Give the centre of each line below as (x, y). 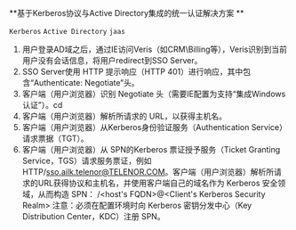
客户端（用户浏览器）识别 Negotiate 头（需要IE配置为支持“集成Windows (154, 94)
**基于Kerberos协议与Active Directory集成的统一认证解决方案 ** (127, 13)
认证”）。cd (42, 105)
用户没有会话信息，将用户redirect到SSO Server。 (112, 60)
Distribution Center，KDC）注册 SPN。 (94, 216)
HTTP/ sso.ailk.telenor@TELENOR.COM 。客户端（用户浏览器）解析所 (148, 172)
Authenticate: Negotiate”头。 (86, 82)
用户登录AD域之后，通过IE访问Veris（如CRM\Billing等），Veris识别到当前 (154, 49)
